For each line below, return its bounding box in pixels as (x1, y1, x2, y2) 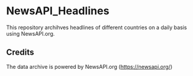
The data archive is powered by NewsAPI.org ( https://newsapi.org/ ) (6, 63, 173, 70)
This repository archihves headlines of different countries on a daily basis (6, 24, 187, 31)
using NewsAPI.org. (6, 30, 55, 37)
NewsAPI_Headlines (6, 4, 109, 18)
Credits (6, 47, 35, 58)
